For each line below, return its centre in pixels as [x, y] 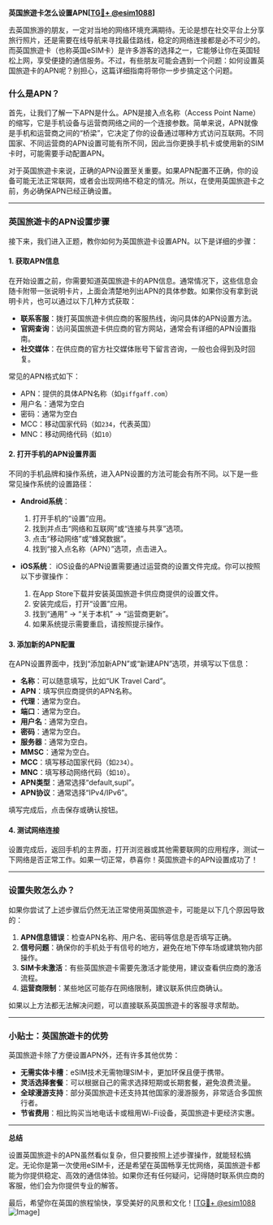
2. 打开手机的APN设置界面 [52, 454]
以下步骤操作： [45, 576]
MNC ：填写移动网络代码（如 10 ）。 [77, 773]
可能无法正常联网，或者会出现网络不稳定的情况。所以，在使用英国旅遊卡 [136, 181]
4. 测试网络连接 [34, 830]
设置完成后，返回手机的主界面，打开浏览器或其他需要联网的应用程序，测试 [133, 850]
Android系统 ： [45, 501]
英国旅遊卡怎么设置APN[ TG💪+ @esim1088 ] [82, 13]
